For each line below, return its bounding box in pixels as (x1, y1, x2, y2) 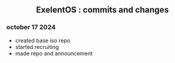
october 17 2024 (6, 23, 56, 31)
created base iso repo (15, 36, 71, 44)
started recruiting (15, 43, 59, 50)
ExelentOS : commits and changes (35, 5, 170, 15)
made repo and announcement (15, 50, 93, 57)
